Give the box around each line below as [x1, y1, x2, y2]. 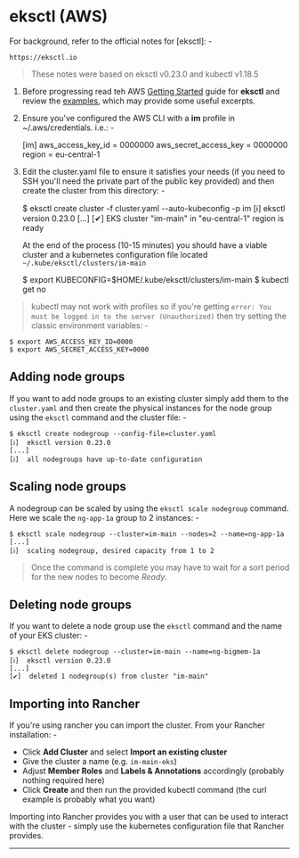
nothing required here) [21, 775, 105, 786]
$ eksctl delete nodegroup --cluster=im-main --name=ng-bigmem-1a [9, 648, 261, 656]
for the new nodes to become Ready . [30, 571, 167, 582]
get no [21, 284, 46, 294]
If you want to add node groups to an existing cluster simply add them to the [9, 392, 289, 403]
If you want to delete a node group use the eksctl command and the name [9, 621, 283, 631]
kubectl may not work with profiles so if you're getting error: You [30, 301, 271, 311]
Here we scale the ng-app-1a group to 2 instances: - [9, 512, 200, 523]
